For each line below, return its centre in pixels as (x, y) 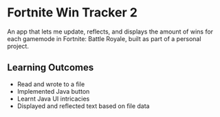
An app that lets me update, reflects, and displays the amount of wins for (110, 31)
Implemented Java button (53, 91)
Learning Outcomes (51, 67)
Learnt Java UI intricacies (53, 99)
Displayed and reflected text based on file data (83, 106)
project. (18, 46)
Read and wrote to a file (51, 84)
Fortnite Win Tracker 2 (72, 13)
